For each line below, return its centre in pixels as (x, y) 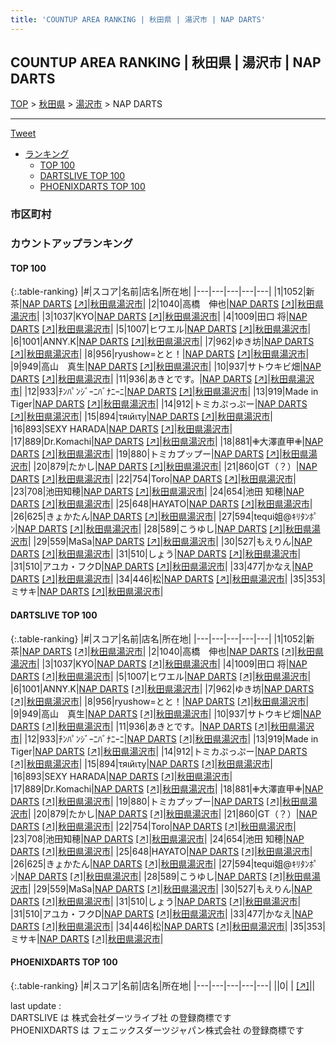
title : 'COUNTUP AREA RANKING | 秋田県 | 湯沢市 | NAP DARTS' (138, 19)
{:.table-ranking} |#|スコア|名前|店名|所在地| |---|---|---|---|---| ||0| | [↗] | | (163, 985)
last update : (36, 1005)
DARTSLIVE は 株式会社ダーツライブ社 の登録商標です (121, 1017)
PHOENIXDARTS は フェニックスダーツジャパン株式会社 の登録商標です (157, 1030)
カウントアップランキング (71, 244)
